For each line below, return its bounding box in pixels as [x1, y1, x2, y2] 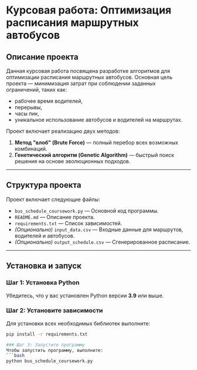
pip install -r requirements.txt [6, 331, 88, 337]
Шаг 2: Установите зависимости [6, 307, 103, 315]
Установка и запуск [6, 261, 82, 271]
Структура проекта [6, 180, 81, 190]
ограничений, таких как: [6, 86, 67, 93]
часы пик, [14, 110, 40, 117]
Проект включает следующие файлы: [6, 196, 100, 203]
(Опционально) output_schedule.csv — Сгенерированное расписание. [14, 238, 191, 245]
